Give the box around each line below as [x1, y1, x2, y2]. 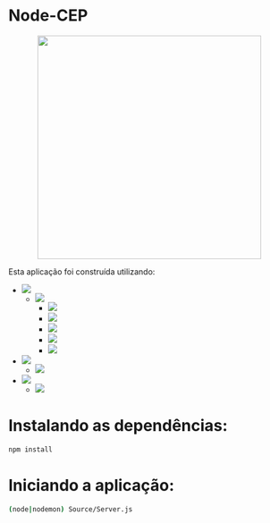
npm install [8, 444, 53, 454]
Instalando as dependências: [8, 416, 229, 436]
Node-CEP [8, 5, 89, 26]
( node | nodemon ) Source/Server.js [8, 504, 133, 514]
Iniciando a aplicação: [8, 475, 175, 495]
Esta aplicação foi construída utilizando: [8, 266, 156, 277]
